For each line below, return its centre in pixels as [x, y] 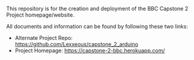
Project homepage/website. [41, 15]
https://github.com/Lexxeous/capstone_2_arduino [77, 44]
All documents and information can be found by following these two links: [97, 26]
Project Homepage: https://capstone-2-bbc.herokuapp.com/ [90, 50]
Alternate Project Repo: [44, 38]
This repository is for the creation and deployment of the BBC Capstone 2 [97, 9]
